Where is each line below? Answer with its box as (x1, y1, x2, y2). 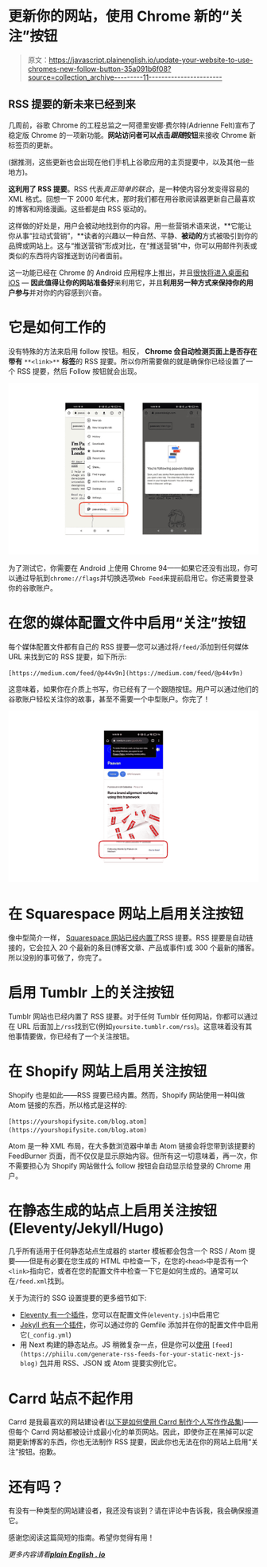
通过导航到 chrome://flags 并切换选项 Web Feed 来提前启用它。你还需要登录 (14, 573, 254, 583)
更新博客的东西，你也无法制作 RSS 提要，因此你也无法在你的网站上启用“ (14, 1437, 252, 1447)
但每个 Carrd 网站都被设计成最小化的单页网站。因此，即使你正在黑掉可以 (8, 1428, 247, 1437)
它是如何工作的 (8, 318, 106, 336)
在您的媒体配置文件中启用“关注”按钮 (8, 614, 246, 632)
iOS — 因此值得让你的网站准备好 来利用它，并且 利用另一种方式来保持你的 (8, 277, 246, 287)
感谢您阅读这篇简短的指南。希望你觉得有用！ (8, 1533, 155, 1542)
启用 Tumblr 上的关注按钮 (8, 984, 175, 1001)
